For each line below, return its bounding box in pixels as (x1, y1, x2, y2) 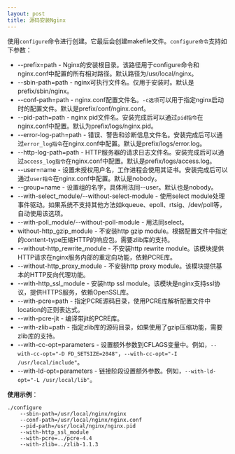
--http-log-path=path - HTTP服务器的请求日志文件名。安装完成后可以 (17, 148, 218, 156)
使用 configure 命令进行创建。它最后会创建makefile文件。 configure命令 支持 (7, 36, 222, 45)
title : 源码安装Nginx (7, 17, 66, 24)
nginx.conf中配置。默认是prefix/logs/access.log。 (71, 157, 216, 165)
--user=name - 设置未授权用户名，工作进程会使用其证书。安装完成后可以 (17, 165, 228, 173)
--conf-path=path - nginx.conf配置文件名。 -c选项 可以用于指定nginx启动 (17, 95, 225, 104)
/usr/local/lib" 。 (43, 375, 97, 383)
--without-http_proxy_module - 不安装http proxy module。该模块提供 (17, 262, 217, 270)
